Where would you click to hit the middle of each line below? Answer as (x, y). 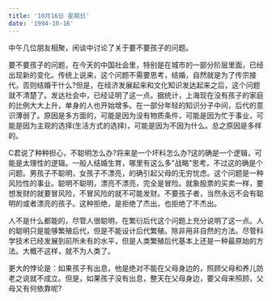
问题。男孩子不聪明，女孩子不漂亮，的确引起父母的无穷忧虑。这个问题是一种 (136, 173)
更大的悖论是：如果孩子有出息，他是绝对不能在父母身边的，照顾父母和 (125, 268)
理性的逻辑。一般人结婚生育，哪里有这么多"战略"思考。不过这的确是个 (147, 163)
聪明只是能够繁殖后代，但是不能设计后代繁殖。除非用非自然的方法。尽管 (136, 231)
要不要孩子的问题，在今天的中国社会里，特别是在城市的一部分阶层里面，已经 (136, 65)
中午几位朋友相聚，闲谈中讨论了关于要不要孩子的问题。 (100, 47)
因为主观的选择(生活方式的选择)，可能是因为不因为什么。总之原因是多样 (142, 125)
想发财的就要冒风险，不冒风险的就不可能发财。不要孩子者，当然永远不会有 (132, 193)
